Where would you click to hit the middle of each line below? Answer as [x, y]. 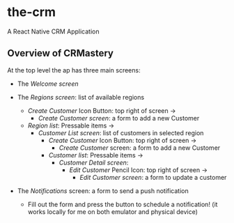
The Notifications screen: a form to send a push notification [103, 191]
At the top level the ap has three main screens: [74, 70]
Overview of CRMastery [60, 53]
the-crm [32, 12]
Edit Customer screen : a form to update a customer [153, 177]
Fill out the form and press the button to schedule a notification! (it [123, 204]
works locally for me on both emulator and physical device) [113, 212]
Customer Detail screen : [94, 162]
